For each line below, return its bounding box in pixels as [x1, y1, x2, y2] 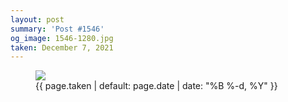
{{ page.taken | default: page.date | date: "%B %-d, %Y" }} [35, 80, 278, 92]
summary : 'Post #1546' [10, 24, 105, 34]
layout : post [10, 14, 65, 25]
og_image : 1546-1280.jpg [10, 33, 114, 43]
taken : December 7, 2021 [10, 42, 114, 53]
